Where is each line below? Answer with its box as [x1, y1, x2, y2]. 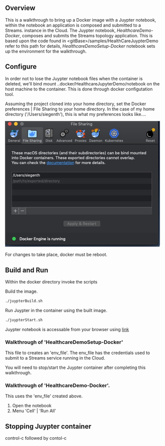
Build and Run [5, 266, 48, 274]
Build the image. [5, 288, 38, 294]
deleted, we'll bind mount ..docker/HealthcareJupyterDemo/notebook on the [5, 81, 160, 86]
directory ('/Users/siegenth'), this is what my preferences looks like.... [5, 111, 146, 117]
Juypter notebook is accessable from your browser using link [5, 326, 129, 332]
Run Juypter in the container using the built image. [5, 307, 108, 313]
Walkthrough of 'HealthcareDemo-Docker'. [5, 382, 110, 389]
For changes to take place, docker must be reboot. [5, 251, 108, 257]
